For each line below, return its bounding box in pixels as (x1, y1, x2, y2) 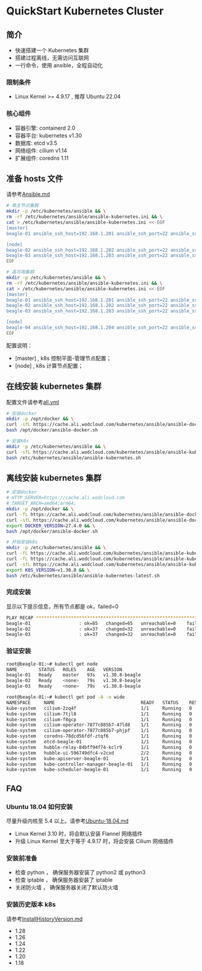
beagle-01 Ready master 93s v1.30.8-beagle (6, 672, 141, 678)
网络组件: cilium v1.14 (14, 147, 67, 154)
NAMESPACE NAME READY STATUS (6, 699, 179, 705)
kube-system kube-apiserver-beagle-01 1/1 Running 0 (6, 755, 192, 761)
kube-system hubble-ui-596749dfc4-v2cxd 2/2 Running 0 (6, 750, 192, 756)
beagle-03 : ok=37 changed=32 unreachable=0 (6, 632, 176, 638)
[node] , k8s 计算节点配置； (14, 362, 84, 369)
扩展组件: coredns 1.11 (14, 154, 69, 162)
